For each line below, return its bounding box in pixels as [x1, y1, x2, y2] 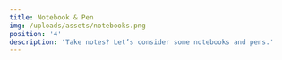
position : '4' [9, 29, 63, 38]
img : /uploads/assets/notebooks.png [9, 21, 146, 30]
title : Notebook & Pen [9, 12, 94, 22]
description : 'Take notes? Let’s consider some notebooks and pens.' [9, 37, 275, 47]
